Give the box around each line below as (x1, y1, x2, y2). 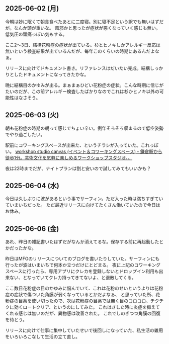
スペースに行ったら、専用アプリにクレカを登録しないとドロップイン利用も (5, 268, 159, 275)
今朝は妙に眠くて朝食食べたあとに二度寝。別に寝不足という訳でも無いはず (5, 19, 159, 25)
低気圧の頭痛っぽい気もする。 (5, 31, 67, 37)
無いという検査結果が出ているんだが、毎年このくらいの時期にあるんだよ (5, 48, 155, 54)
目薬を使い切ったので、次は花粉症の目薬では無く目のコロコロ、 (18, 298, 151, 304)
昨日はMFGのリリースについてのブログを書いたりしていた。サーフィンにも (5, 255, 160, 262)
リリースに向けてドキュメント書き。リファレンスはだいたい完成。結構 (5, 65, 150, 71)
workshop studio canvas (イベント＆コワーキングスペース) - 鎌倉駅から (15, 148, 162, 154)
